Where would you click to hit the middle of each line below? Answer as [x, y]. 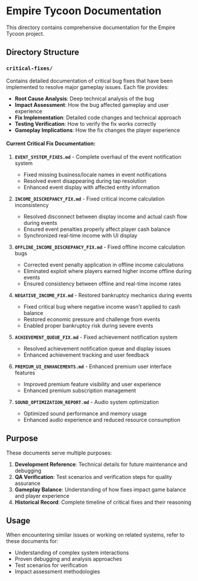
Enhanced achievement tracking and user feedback [86, 355]
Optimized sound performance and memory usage [85, 413]
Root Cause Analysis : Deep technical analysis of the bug [85, 99]
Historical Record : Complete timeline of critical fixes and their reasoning [103, 502]
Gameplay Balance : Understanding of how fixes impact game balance [100, 489]
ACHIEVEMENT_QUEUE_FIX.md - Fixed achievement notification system [96, 337]
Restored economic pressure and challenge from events [92, 319]
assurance [27, 483]
